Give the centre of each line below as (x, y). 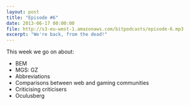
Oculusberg (30, 96)
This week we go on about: (40, 52)
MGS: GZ (26, 70)
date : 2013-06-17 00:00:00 (40, 23)
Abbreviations (33, 76)
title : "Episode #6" (33, 18)
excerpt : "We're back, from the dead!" (57, 35)
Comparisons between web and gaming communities (82, 83)
